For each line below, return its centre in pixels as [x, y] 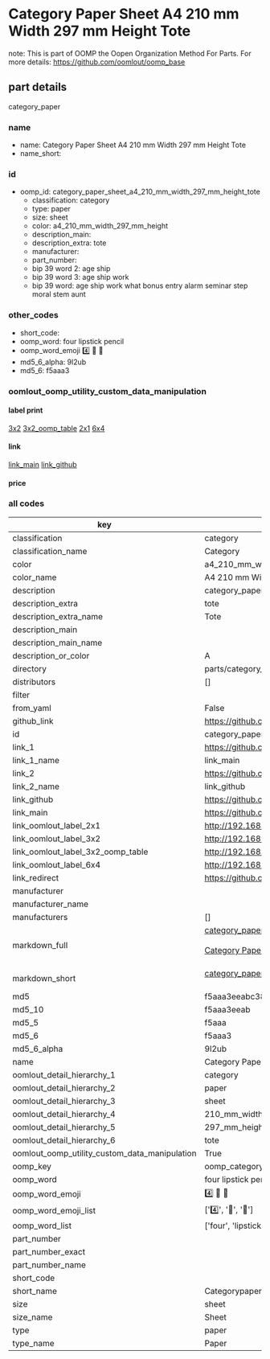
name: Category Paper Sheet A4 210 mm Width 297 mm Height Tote [133, 145]
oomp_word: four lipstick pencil [72, 341]
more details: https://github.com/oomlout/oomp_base [97, 62]
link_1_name [36, 760]
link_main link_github [43, 464]
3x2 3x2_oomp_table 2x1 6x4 [57, 428]
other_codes [33, 315]
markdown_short [44, 978]
